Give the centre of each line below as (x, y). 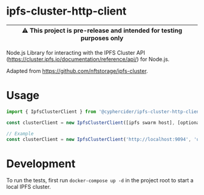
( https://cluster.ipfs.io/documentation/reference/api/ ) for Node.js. (88, 59)
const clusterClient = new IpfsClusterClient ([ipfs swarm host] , (90, 123)
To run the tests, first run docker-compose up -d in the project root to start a (100, 180)
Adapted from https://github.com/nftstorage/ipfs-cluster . (77, 70)
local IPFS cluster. (29, 187)
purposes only (102, 38)
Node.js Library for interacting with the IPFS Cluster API (76, 52)
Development (41, 164)
